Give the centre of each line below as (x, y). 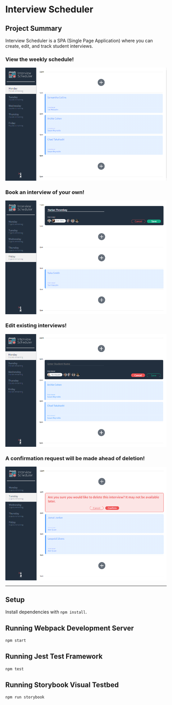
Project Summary (34, 28)
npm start (16, 641)
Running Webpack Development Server (70, 628)
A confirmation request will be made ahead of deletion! (75, 459)
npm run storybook (25, 697)
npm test (15, 669)
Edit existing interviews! (36, 325)
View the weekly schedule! (40, 59)
